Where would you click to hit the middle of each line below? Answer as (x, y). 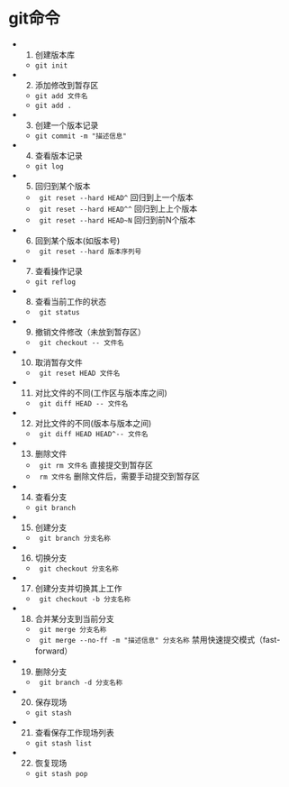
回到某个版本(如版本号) (77, 241)
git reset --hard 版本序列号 (90, 252)
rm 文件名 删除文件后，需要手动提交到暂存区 (119, 476)
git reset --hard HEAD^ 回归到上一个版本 (117, 197)
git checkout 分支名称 (79, 569)
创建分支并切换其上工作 (78, 588)
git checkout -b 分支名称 (85, 599)
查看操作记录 (59, 270)
